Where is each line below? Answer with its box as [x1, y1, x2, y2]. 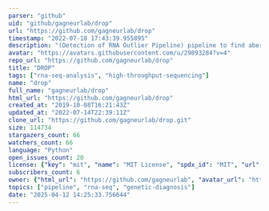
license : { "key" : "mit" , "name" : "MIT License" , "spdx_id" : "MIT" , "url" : [8, 161, 263, 169]
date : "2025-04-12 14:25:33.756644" [8, 190, 130, 199]
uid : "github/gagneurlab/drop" [8, 19, 113, 27]
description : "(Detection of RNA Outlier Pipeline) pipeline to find [8, 42, 246, 50]
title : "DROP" [8, 64, 56, 72]
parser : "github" [8, 11, 66, 20]
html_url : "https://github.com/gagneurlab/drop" [8, 94, 174, 102]
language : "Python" [8, 146, 74, 154]
